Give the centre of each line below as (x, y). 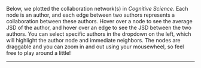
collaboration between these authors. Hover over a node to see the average (99, 21)
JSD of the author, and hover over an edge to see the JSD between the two (99, 27)
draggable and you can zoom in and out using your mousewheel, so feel (95, 47)
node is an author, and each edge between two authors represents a (91, 15)
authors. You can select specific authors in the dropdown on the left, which (99, 34)
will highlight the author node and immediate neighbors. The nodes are (93, 40)
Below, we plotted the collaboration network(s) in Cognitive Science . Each (97, 9)
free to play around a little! (39, 53)
